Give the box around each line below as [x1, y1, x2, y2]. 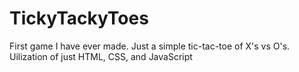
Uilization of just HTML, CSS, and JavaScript [9, 50, 193, 62]
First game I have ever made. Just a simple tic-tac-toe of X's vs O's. [9, 40, 291, 52]
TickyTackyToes [9, 7, 149, 30]
